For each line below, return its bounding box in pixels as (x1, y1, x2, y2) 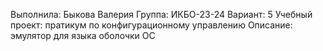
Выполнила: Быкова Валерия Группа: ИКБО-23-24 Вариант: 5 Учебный (10, 9, 313, 20)
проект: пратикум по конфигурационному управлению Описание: (10, 19, 293, 31)
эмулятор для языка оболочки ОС (10, 30, 156, 41)
